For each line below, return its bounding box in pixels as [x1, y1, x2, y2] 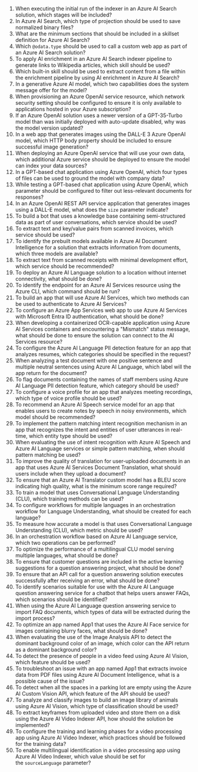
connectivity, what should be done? [15, 275, 102, 282]
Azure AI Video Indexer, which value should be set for [15, 753, 146, 760]
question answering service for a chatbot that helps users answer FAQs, [15, 590, 190, 596]
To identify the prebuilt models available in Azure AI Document [15, 238, 167, 244]
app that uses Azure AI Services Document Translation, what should [15, 464, 181, 471]
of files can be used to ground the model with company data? [15, 175, 165, 182]
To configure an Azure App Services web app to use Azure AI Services [15, 307, 187, 314]
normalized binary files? [15, 24, 74, 31]
